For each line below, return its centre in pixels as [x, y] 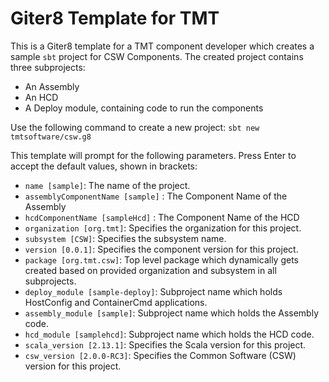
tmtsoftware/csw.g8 [51, 137]
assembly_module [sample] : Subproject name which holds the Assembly [172, 313]
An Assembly [52, 86]
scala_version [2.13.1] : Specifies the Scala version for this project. [165, 344]
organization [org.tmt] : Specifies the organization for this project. [163, 228]
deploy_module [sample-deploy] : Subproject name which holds [153, 291]
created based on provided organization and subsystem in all [150, 270]
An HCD [41, 97]
